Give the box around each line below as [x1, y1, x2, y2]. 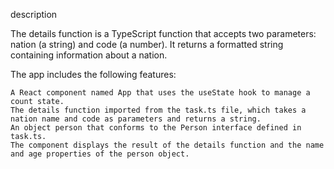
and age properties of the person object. [10, 149, 190, 159]
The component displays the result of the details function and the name [10, 140, 325, 150]
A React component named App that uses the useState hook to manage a [10, 88, 311, 98]
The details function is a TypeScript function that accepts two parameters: [10, 28, 317, 39]
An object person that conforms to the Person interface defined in [10, 123, 302, 133]
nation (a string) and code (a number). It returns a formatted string [10, 39, 284, 50]
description [10, 9, 58, 20]
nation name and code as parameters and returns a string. [10, 114, 262, 124]
